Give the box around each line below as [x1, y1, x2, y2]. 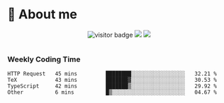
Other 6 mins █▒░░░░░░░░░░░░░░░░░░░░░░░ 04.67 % [7, 89, 218, 96]
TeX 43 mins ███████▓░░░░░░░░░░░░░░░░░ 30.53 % [7, 77, 218, 84]
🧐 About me [7, 6, 78, 23]
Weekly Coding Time [7, 54, 81, 64]
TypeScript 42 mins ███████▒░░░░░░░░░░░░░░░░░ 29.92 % [7, 83, 218, 90]
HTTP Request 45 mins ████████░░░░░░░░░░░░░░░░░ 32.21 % [7, 71, 218, 78]
